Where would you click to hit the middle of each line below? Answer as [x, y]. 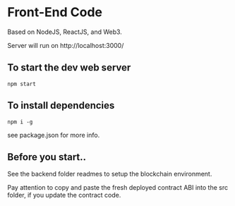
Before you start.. [47, 157]
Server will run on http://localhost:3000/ [66, 45]
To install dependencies [61, 105]
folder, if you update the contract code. [64, 195]
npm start [22, 84]
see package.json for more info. [54, 135]
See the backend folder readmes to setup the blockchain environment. [110, 174]
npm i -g [20, 122]
